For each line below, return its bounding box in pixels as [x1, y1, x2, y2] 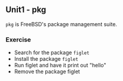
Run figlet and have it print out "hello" [14, 62, 106, 69]
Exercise [5, 35, 31, 43]
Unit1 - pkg [5, 5, 46, 15]
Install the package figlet [14, 55, 78, 63]
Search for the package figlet [14, 49, 90, 56]
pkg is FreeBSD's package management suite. [5, 20, 117, 27]
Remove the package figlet [14, 68, 80, 75]
